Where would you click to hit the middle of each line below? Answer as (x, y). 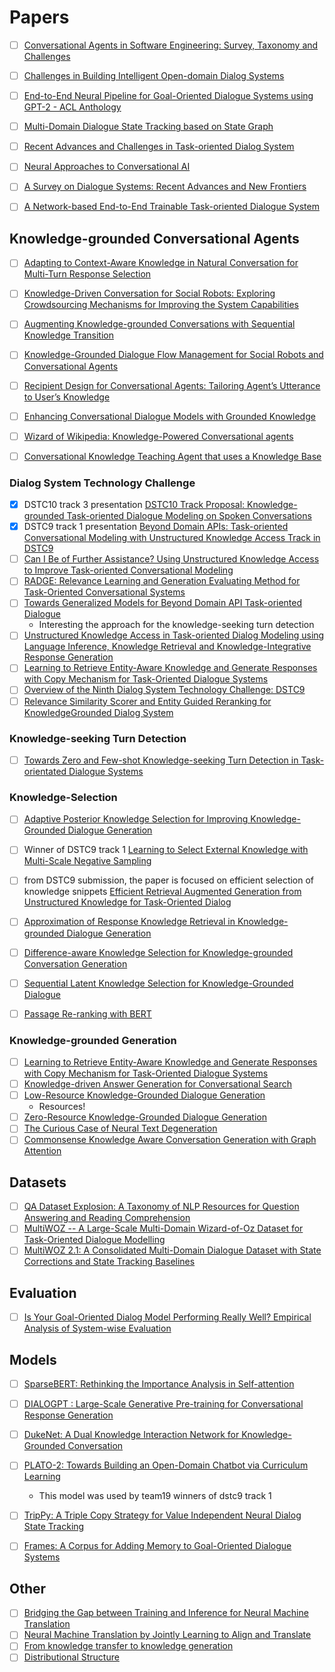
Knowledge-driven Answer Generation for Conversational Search (157, 1084)
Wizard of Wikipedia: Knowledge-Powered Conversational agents (158, 436)
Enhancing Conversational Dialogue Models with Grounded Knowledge (169, 416)
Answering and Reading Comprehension (107, 1218)
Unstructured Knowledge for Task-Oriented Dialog (127, 902)
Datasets (38, 1182)
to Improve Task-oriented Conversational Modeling (128, 570)
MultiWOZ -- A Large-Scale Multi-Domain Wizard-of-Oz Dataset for (163, 1228)
